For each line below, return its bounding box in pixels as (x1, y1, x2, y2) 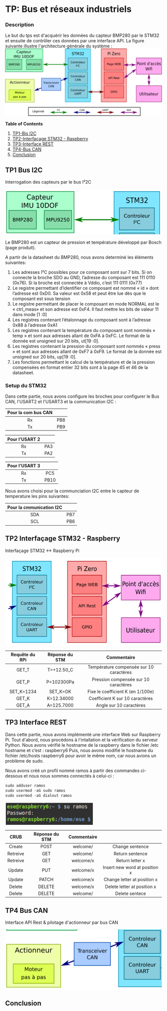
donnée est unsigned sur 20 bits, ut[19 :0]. (12, 337, 99, 344)
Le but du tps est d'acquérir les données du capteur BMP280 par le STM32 (5, 32, 160, 38)
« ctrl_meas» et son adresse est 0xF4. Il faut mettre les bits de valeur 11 (12, 306, 159, 312)
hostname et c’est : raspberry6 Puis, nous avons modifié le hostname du (5, 747, 153, 753)
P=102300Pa (46, 679, 75, 685)
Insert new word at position (102, 865, 159, 871)
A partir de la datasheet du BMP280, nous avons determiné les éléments (5, 254, 154, 260)
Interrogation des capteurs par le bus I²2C (5, 179, 91, 185)
